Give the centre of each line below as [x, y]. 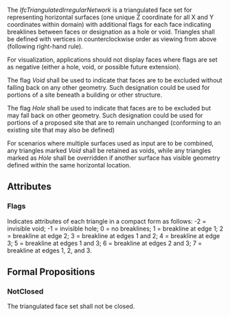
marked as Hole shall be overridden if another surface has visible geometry [114, 158]
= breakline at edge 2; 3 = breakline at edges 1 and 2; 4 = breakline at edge [114, 235]
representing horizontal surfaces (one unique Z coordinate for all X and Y [111, 17]
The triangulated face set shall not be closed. [71, 306]
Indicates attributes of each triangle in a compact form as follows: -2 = [107, 221]
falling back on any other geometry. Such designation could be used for [109, 87]
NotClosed [25, 291]
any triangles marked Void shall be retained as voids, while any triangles [109, 151]
